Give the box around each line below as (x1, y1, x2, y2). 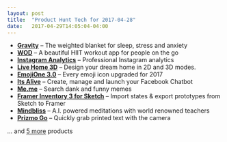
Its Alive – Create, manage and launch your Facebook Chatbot (16, 78, 193, 86)
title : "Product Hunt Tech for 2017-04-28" (7, 16, 136, 23)
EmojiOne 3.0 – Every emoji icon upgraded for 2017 (16, 70, 163, 79)
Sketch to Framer (16, 100, 66, 108)
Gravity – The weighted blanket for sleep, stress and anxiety (16, 42, 188, 50)
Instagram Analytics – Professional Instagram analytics (16, 56, 174, 64)
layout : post (7, 10, 44, 17)
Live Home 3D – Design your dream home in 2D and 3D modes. (16, 63, 196, 72)
